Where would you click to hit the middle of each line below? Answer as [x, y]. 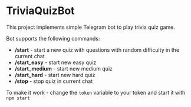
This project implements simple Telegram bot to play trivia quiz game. [90, 27]
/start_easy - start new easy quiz [55, 62]
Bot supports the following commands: [53, 38]
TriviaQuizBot [40, 11]
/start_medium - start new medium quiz [64, 68]
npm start [18, 98]
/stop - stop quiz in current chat [54, 81]
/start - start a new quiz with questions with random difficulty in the [97, 50]
